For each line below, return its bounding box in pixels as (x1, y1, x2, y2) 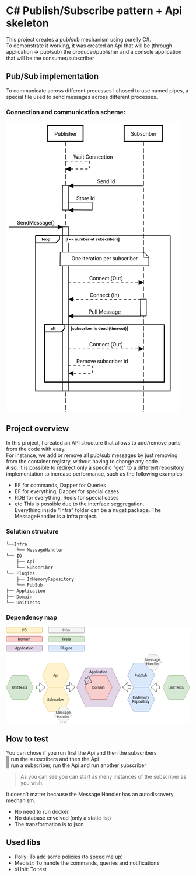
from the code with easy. (6, 445, 66, 452)
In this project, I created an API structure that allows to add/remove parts (6, 439, 181, 446)
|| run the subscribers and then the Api (6, 755, 99, 762)
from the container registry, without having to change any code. (6, 458, 159, 465)
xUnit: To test (14, 865, 47, 872)
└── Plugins (6, 570, 35, 577)
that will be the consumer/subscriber (6, 54, 94, 61)
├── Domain (6, 594, 33, 600)
